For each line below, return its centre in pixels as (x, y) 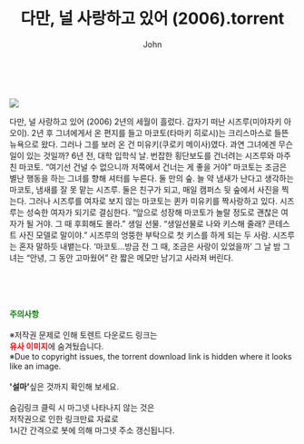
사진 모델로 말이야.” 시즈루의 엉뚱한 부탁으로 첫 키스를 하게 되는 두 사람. (144, 235)
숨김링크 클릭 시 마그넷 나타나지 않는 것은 (82, 407)
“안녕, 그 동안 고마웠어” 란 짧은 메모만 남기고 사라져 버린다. (130, 257)
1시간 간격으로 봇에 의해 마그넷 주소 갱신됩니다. (92, 430)
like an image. (35, 366)
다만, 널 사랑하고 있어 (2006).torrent (152, 19)
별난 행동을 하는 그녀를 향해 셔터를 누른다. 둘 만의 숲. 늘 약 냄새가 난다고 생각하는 (152, 178)
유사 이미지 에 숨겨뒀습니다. (57, 346)
